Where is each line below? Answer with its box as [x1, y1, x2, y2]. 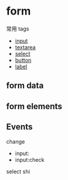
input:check [14, 156, 45, 163]
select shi [6, 168, 30, 175]
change [6, 138, 25, 145]
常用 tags [6, 25, 29, 32]
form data [6, 81, 44, 91]
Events [6, 122, 33, 132]
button [14, 56, 32, 64]
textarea [14, 44, 36, 51]
